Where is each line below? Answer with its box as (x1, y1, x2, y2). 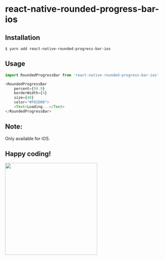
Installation (5, 33, 40, 42)
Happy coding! (5, 150, 52, 158)
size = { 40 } (14, 95, 34, 100)
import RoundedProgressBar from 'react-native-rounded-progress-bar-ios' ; (5, 73, 162, 78)
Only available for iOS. (5, 135, 50, 141)
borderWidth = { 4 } (14, 91, 48, 96)
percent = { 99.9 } (14, 86, 45, 91)
